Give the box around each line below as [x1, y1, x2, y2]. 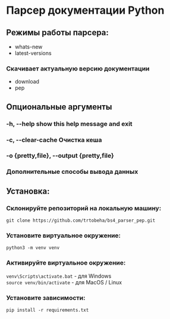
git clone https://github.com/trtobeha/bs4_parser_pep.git [6, 217, 156, 224]
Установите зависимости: [6, 293, 86, 302]
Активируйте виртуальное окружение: [6, 259, 126, 267]
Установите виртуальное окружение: [6, 231, 121, 240]
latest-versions [14, 50, 52, 57]
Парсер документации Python [6, 4, 165, 17]
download [14, 78, 40, 85]
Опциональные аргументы [6, 102, 112, 112]
